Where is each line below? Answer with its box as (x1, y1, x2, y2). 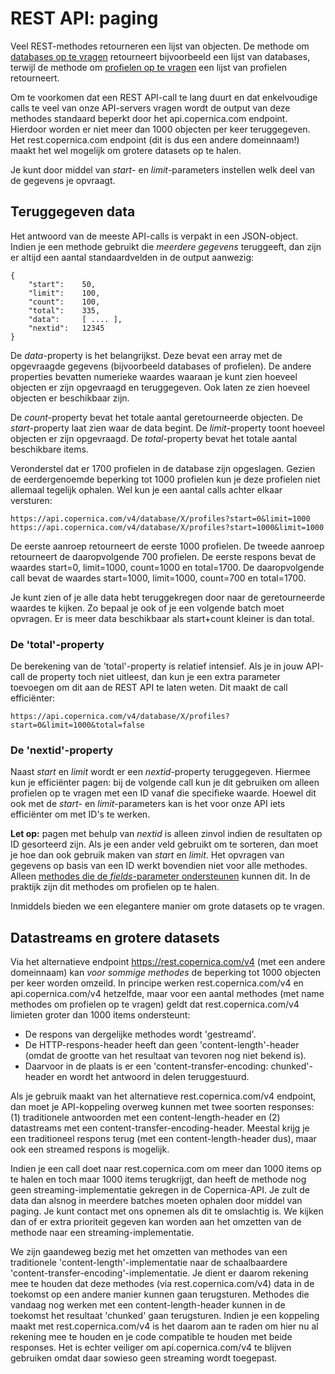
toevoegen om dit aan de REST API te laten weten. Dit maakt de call (10, 682, 288, 694)
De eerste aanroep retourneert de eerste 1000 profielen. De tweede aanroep (10, 540, 325, 552)
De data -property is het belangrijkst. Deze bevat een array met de (10, 349, 283, 361)
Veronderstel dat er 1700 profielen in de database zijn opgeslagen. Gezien (10, 462, 316, 474)
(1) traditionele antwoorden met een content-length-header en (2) (10, 1112, 281, 1124)
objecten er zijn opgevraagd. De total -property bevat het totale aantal (10, 432, 298, 444)
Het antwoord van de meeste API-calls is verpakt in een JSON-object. (10, 230, 299, 242)
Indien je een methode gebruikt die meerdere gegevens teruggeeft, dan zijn (10, 240, 322, 252)
